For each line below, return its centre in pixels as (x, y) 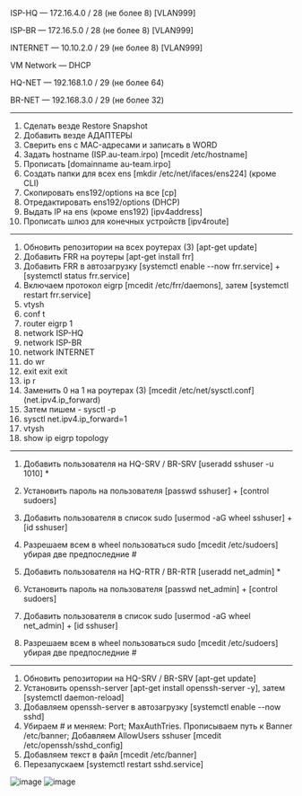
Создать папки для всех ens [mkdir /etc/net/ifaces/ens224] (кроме (150, 173)
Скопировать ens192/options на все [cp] (100, 193)
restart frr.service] (57, 295)
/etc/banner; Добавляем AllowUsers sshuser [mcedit (122, 735)
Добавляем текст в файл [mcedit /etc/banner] (110, 755)
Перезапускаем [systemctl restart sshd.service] (113, 764)
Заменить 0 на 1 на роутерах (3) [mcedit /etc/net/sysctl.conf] (138, 390)
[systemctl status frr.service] (77, 276)
